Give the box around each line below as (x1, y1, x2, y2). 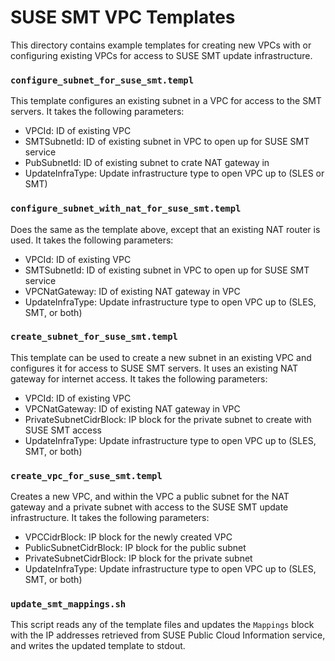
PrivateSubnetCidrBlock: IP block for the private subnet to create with (24, 413, 312, 425)
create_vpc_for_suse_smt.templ (10, 470, 163, 481)
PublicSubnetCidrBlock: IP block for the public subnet (24, 542, 247, 554)
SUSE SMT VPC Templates (10, 6, 236, 29)
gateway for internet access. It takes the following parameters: (10, 372, 268, 385)
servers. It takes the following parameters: (10, 106, 185, 118)
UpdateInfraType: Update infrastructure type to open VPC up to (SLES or (24, 167, 325, 180)
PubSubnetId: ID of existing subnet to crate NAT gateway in (24, 157, 270, 169)
